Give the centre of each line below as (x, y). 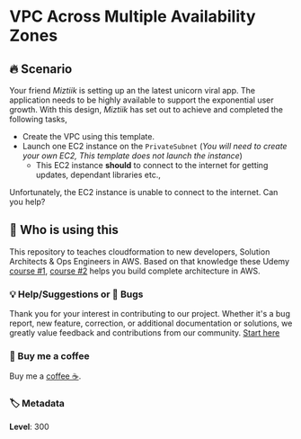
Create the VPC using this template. (89, 136)
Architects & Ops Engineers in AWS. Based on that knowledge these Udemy (150, 261)
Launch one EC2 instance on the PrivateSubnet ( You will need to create (155, 146)
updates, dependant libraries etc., (98, 175)
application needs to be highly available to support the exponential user (142, 100)
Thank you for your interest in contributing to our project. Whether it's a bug (150, 314)
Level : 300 (29, 426)
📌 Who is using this (64, 230)
